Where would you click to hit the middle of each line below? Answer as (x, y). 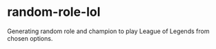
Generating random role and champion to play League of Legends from (108, 31)
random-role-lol (54, 12)
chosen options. (30, 38)
